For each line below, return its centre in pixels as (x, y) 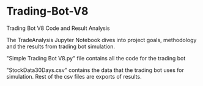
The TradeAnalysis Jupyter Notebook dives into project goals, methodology (102, 40)
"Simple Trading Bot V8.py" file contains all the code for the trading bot (96, 58)
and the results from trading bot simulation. (61, 46)
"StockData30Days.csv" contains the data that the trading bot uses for (95, 70)
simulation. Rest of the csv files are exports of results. (74, 76)
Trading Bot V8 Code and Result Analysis (58, 28)
